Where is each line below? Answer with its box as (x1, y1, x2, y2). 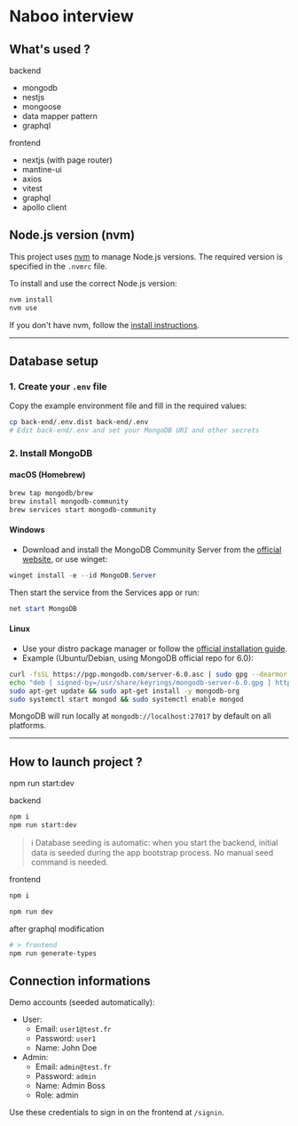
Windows (9, 525, 45, 535)
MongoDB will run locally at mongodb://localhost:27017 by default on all (9, 711, 271, 721)
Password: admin (35, 1071, 97, 1082)
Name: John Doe (35, 1042, 98, 1053)
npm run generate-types (9, 949, 98, 958)
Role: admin (35, 1090, 79, 1100)
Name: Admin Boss (35, 1081, 106, 1091)
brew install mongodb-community (9, 497, 129, 506)
